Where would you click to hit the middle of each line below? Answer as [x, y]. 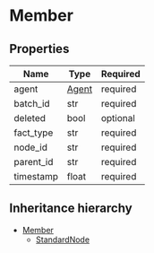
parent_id [34, 162]
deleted [30, 118]
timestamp [36, 176]
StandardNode [63, 240]
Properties [39, 49]
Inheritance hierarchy [71, 209]
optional [118, 118]
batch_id [32, 104]
